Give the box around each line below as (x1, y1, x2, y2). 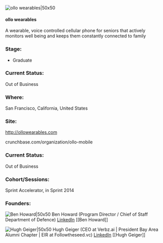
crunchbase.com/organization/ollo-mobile (5, 139, 93, 145)
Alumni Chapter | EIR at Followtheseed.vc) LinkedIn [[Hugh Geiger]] (5, 232, 145, 238)
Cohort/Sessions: (5, 176, 49, 183)
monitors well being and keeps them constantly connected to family (5, 33, 146, 39)
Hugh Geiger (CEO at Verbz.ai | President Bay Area (52, 226, 158, 232)
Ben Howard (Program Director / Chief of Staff (51, 211, 148, 217)
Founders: (5, 200, 31, 207)
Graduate (12, 57, 32, 63)
